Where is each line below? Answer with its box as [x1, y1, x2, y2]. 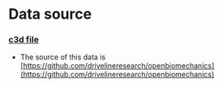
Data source [8, 5, 92, 24]
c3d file [8, 34, 39, 46]
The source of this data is [19, 52, 106, 62]
